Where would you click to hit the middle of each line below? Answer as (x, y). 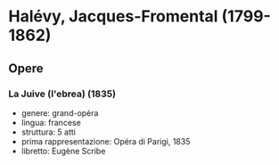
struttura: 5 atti (49, 132)
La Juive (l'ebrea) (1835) (62, 94)
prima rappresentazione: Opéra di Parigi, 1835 (106, 141)
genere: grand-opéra (60, 112)
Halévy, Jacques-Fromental (113, 16)
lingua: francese (51, 122)
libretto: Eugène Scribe (63, 151)
